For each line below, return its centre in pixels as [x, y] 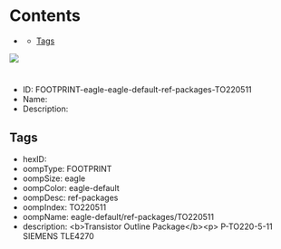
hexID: [34, 158]
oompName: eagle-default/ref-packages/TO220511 [118, 216]
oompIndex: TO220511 [64, 207]
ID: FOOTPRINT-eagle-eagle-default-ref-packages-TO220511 [137, 90]
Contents [45, 16]
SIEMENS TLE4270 [58, 235]
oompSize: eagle [54, 178]
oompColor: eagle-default [71, 187]
